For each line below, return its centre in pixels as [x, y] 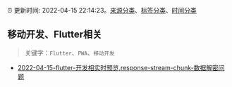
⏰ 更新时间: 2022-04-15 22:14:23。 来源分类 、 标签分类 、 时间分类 [102, 10]
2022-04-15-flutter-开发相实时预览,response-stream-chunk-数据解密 [118, 67]
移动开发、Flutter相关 [55, 35]
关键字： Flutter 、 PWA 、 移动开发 [69, 53]
